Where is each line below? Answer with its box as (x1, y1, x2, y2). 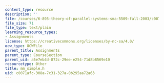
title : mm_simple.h (5, 66, 45, 71)
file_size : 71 (5, 21, 34, 26)
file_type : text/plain (5, 25, 51, 30)
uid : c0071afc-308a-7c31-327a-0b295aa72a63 (5, 71, 95, 76)
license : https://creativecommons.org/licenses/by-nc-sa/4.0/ (5, 39, 134, 44)
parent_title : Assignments (5, 48, 60, 53)
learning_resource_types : (5, 30, 58, 35)
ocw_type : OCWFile (5, 43, 42, 48)
